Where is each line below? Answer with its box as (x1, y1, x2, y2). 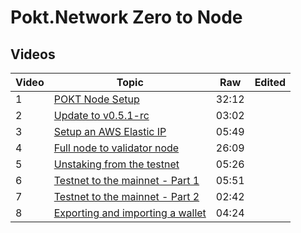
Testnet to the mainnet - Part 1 (53, 174, 200, 187)
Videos (10, 46, 56, 63)
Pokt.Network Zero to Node (10, 6, 243, 29)
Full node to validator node (53, 141, 180, 155)
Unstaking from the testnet (53, 157, 180, 171)
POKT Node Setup (53, 92, 140, 106)
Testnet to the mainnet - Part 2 (53, 190, 200, 203)
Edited (254, 76, 287, 89)
